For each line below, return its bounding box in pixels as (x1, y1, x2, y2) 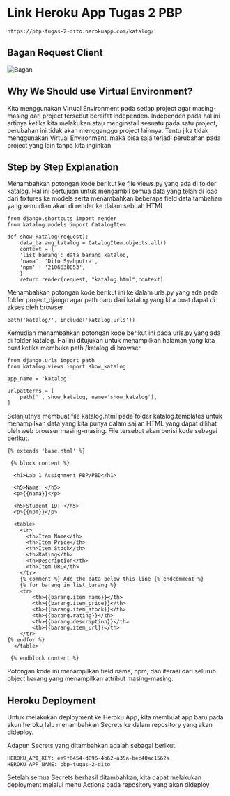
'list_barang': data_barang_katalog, (20, 252, 130, 259)
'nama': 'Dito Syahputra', (20, 258, 98, 265)
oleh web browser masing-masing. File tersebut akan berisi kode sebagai (7, 427, 218, 435)
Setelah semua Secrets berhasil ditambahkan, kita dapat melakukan (7, 773, 202, 781)
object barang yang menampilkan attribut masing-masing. (7, 674, 174, 683)
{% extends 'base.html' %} (7, 448, 86, 455)
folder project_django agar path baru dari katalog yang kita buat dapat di (7, 296, 216, 304)
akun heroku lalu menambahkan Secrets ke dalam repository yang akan (7, 721, 213, 729)
